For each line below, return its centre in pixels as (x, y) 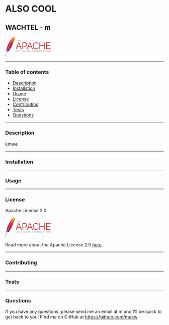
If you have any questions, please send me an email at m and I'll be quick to (83, 312)
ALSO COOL (31, 9)
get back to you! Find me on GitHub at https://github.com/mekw (71, 317)
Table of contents (27, 72)
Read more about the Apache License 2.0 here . (54, 245)
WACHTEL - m (28, 27)
